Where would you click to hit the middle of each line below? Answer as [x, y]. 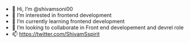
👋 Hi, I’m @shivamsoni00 [42, 9]
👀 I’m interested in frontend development [61, 15]
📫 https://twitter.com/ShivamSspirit [56, 34]
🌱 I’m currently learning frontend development [68, 21]
